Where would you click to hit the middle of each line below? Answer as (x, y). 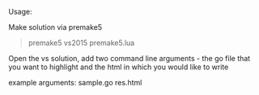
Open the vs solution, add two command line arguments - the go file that (129, 58)
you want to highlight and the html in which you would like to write (119, 67)
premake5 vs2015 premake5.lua (81, 43)
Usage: (20, 12)
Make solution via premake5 (55, 27)
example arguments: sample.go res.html (75, 83)
